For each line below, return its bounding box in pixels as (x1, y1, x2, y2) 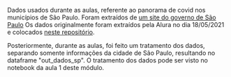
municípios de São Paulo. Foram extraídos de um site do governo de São (7, 13, 216, 22)
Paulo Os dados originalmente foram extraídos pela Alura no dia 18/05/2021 (7, 21, 225, 28)
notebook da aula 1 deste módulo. (7, 64, 105, 71)
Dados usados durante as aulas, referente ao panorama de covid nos (7, 6, 206, 14)
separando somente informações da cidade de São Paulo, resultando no (7, 49, 216, 57)
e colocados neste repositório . (7, 28, 95, 36)
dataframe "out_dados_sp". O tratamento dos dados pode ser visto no (7, 56, 208, 65)
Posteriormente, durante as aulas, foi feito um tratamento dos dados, (7, 42, 205, 49)
